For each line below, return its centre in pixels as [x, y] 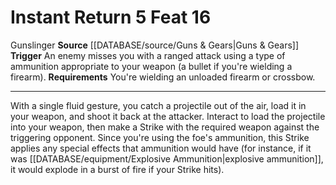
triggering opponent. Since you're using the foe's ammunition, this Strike [160, 137]
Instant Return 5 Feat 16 [111, 17]
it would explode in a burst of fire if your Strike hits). [117, 169]
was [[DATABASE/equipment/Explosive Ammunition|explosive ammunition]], [167, 158]
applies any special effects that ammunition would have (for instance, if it [161, 148]
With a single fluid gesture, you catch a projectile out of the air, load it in [158, 105]
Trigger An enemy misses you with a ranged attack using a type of [148, 55]
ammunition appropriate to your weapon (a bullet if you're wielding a [151, 66]
